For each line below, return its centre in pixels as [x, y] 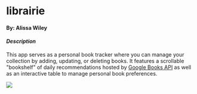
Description [21, 41]
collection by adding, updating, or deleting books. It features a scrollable [95, 61]
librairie [26, 11]
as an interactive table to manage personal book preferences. [82, 73]
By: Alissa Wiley [27, 27]
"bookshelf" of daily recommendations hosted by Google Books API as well [99, 67]
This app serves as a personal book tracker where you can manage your [95, 54]
